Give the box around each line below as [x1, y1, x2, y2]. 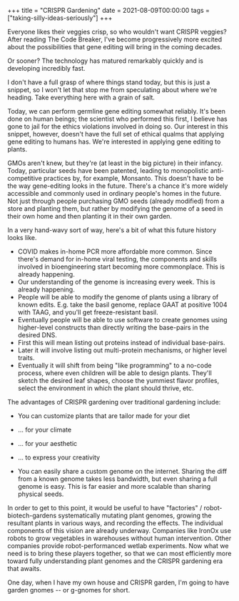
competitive [7, 174, 43, 182]
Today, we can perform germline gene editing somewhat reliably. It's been [7, 107, 226, 115]
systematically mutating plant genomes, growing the [58, 511, 212, 520]
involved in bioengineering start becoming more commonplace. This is [17, 262, 225, 271]
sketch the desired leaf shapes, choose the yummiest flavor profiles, [17, 377, 220, 384]
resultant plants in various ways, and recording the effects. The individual [7, 519, 223, 527]
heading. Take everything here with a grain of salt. [7, 93, 156, 101]
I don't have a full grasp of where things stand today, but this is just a [7, 78, 210, 86]
